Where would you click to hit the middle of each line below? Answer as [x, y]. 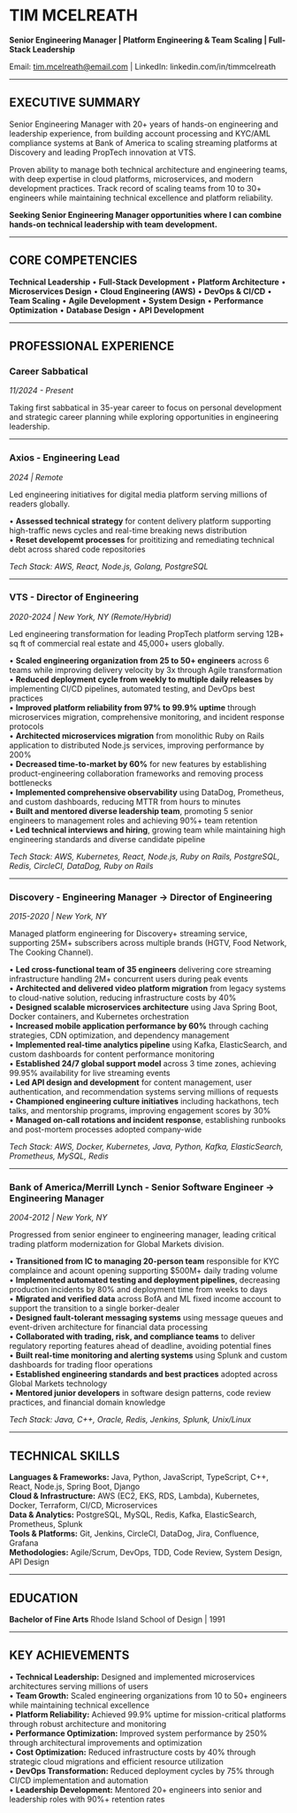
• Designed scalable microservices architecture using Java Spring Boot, [144, 1007]
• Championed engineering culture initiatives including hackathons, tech [144, 1101]
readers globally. [40, 504]
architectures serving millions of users [79, 1686]
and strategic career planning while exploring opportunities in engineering [144, 417]
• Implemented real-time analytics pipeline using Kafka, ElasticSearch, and [148, 1045]
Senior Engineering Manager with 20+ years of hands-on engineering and [144, 124]
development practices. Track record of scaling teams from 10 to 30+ [136, 188]
